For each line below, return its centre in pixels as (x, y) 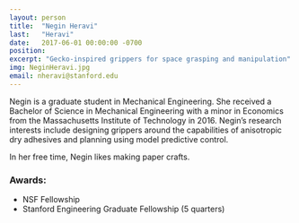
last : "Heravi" (42, 34)
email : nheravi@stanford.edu (64, 76)
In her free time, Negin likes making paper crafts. (100, 157)
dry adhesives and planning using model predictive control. (119, 139)
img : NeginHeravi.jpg (50, 68)
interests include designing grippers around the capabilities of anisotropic (146, 130)
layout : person (38, 17)
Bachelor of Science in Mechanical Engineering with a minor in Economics (147, 111)
